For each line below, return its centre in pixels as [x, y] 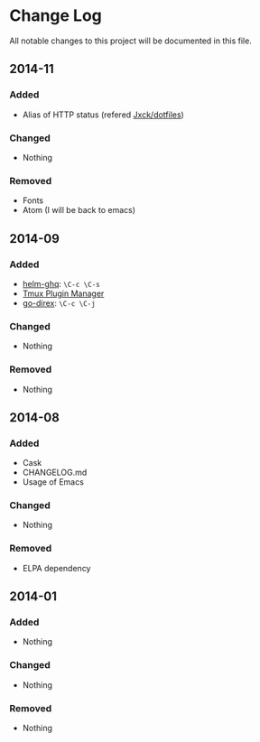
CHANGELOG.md [55, 473]
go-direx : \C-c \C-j [59, 302]
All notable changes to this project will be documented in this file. [131, 41]
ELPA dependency [56, 568]
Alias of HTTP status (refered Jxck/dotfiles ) [103, 115]
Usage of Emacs [53, 482]
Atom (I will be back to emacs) [79, 210]
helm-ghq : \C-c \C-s [61, 283]
